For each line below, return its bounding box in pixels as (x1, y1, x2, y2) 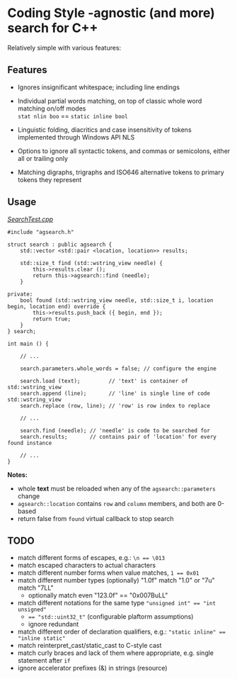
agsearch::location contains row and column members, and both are (17, 499, 216, 507)
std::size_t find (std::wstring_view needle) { (20, 259, 163, 266)
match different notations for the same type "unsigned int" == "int (17, 599, 216, 607)
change (17, 491, 40, 500)
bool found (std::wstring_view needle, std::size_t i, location (20, 296, 214, 304)
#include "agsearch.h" (7, 228, 74, 235)
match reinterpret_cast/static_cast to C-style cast (17, 641, 162, 650)
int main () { (7, 340, 50, 347)
